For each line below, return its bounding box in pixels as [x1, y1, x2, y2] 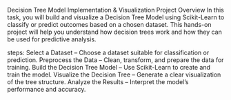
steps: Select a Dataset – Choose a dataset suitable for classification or [7, 48, 210, 57]
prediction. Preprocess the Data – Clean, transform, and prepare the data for [7, 56, 224, 64]
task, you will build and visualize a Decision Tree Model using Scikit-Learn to [7, 13, 225, 21]
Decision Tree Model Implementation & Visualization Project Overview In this [7, 6, 224, 14]
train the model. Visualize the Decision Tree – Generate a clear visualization [7, 70, 221, 79]
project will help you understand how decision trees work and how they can [7, 28, 222, 36]
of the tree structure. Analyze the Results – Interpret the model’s [7, 78, 189, 86]
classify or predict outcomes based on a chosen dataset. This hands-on [7, 21, 212, 28]
